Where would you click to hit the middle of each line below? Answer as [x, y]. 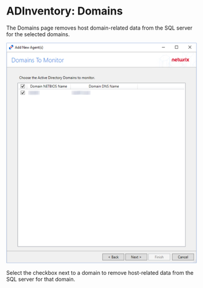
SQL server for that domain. [41, 279]
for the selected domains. [38, 34]
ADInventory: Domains [65, 11]
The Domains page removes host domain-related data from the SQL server [99, 28]
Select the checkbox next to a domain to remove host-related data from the [100, 272]
